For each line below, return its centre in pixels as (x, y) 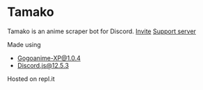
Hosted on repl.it (31, 79)
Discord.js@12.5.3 (43, 65)
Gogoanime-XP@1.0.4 (49, 58)
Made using (24, 44)
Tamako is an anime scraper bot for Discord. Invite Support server (102, 31)
